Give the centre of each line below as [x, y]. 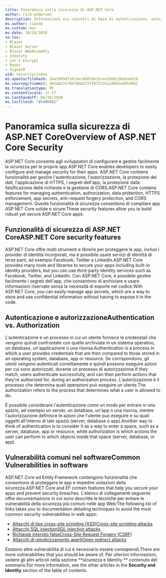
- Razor [13, 65]
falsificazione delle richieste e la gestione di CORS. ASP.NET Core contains [81, 188]
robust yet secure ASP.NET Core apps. [44, 214]
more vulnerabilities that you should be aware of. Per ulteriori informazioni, [81, 554]
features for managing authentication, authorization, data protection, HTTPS [83, 193]
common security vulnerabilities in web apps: [51, 514]
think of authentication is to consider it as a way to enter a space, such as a [82, 426]
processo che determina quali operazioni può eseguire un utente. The [75, 385]
